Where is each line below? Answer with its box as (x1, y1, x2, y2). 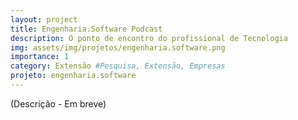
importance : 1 (10, 52, 70, 62)
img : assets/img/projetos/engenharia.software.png (10, 42, 226, 53)
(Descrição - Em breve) (10, 97, 107, 110)
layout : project (10, 14, 78, 25)
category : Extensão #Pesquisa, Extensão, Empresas (10, 61, 226, 71)
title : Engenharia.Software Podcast (10, 24, 163, 34)
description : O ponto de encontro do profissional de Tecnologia (10, 33, 288, 43)
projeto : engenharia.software (10, 71, 137, 81)
